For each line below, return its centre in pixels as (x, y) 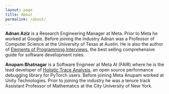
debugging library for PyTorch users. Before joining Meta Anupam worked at (84, 75)
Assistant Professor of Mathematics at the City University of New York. (79, 86)
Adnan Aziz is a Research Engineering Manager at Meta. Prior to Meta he (81, 34)
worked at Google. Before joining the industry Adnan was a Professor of (80, 39)
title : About (19, 15)
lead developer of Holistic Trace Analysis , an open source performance (79, 70)
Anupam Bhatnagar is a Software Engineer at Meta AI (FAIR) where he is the (85, 65)
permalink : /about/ (26, 19)
